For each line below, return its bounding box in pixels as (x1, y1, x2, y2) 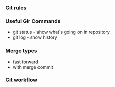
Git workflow (5, 76, 38, 83)
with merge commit (12, 64, 53, 70)
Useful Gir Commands (5, 17, 61, 24)
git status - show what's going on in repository (12, 29, 110, 35)
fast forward (12, 59, 39, 65)
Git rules (5, 4, 27, 11)
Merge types (5, 47, 37, 54)
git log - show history (12, 34, 57, 40)
